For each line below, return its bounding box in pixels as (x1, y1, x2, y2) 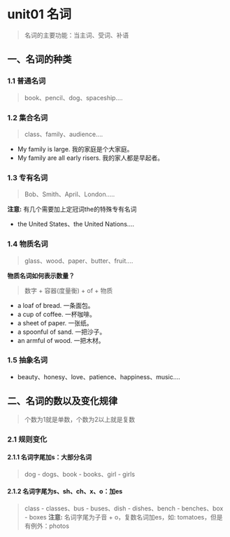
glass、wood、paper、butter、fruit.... (24, 257, 134, 265)
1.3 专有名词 (7, 172, 48, 182)
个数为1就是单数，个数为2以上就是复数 (24, 415, 136, 423)
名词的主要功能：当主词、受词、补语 (24, 31, 129, 39)
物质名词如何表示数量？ (7, 271, 75, 280)
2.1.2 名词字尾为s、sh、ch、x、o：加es (7, 487, 123, 496)
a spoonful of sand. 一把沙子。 (17, 327, 106, 336)
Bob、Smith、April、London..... (24, 190, 115, 198)
